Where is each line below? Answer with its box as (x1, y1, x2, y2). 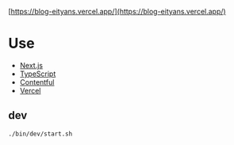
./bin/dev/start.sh (8, 130, 73, 138)
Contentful (19, 77, 55, 86)
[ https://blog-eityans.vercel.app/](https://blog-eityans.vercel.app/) (8, 7, 226, 16)
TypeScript (19, 69, 56, 78)
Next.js (19, 60, 44, 70)
